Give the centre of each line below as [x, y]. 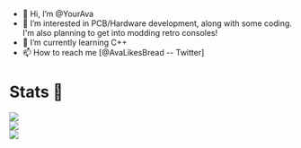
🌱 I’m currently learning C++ [75, 42]
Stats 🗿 [36, 92]
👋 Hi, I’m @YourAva [58, 14]
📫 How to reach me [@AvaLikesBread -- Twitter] [113, 52]
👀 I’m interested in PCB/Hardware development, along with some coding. [157, 23]
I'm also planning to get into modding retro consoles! [120, 33]
